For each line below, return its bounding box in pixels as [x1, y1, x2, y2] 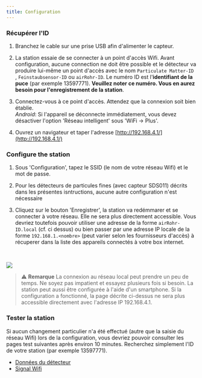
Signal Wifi [14, 365, 42, 372]
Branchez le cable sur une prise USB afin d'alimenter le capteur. [14, 42, 174, 49]
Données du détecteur [14, 358, 71, 365]
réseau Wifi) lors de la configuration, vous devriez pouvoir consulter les [6, 334, 184, 341]
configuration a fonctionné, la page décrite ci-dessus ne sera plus [21, 292, 185, 300]
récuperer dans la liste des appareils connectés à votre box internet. [14, 239, 185, 246]
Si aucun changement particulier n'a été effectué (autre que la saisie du [6, 327, 184, 335]
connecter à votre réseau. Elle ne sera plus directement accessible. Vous [14, 213, 197, 220]
